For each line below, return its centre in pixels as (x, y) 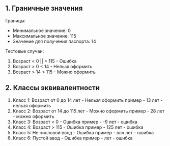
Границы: (16, 20)
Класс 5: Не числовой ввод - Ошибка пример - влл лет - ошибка (83, 132)
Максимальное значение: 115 (44, 36)
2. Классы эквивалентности (53, 88)
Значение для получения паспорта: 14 (54, 41)
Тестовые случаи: (25, 51)
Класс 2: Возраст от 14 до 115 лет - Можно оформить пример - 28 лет (88, 111)
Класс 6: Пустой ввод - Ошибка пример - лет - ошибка (73, 138)
